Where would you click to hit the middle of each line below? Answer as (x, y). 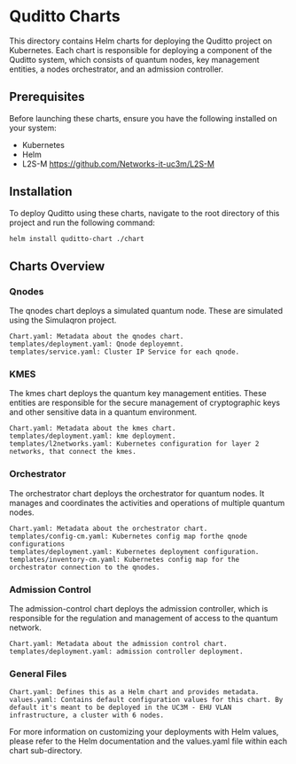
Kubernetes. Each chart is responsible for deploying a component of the (141, 50)
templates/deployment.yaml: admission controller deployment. (126, 652)
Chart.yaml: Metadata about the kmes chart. (93, 429)
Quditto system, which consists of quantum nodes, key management (134, 59)
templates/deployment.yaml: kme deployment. (93, 436)
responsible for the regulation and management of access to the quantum (144, 619)
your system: (33, 128)
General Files (38, 674)
